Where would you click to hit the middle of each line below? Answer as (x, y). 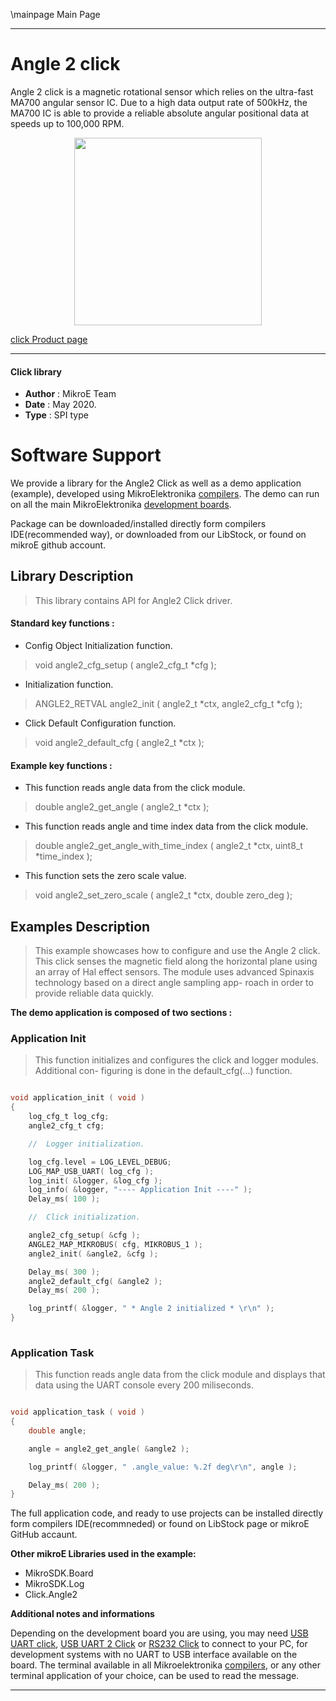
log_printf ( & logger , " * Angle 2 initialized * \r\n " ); (151, 1309)
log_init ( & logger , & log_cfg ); (95, 1180)
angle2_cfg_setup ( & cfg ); (84, 1235)
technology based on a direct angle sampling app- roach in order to (174, 983)
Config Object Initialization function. (98, 646)
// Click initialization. (84, 1217)
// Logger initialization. (86, 1144)
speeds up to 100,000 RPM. (67, 123)
